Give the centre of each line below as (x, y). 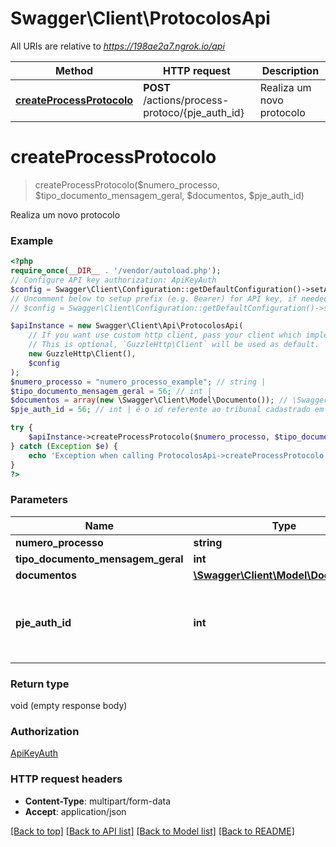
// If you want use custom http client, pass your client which (165, 335)
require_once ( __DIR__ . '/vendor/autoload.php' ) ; (116, 271)
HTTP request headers (66, 779)
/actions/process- (186, 100)
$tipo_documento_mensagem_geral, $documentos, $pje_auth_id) (169, 195)
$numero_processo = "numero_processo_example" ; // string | (138, 382)
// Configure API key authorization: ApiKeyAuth (113, 280)
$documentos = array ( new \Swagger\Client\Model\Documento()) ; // (149, 400)
